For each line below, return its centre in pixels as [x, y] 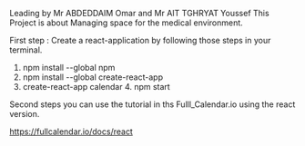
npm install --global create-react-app [93, 77]
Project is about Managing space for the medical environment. [126, 23]
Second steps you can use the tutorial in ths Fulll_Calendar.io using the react [152, 104]
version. [25, 114]
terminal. [26, 50]
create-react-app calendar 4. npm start [96, 87]
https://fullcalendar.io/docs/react [71, 131]
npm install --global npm [69, 68]
